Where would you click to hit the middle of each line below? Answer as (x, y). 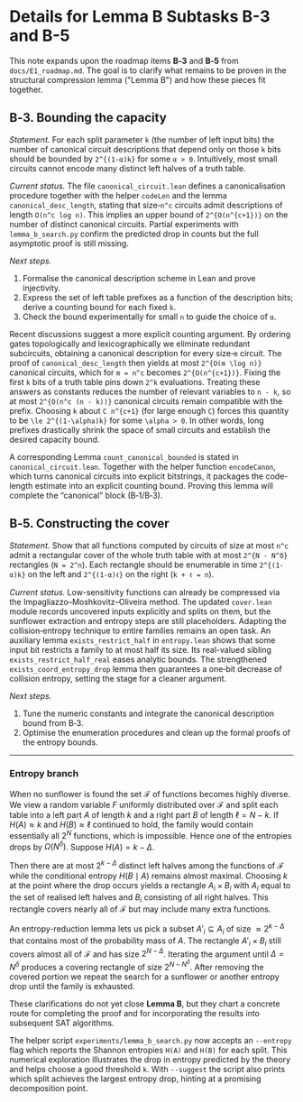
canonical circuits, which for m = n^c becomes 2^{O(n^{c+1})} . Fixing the (145, 372)
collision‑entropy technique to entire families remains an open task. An (140, 630)
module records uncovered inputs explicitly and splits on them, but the (140, 611)
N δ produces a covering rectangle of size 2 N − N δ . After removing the (137, 965)
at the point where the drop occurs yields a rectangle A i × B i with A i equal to (150, 886)
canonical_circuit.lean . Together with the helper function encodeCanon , (143, 466)
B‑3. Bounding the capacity (88, 118)
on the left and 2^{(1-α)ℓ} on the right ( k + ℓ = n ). (121, 574)
